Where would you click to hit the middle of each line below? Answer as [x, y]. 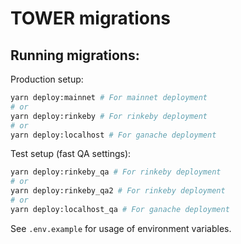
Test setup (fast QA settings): [71, 154]
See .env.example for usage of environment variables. [121, 228]
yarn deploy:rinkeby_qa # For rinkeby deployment [116, 172]
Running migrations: [75, 55]
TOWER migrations [91, 18]
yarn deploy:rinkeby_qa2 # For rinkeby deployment [118, 191]
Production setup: [47, 79]
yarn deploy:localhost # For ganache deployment [113, 135]
